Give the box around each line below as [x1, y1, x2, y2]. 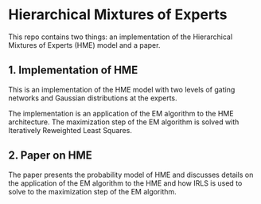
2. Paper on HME [8, 149, 93, 163]
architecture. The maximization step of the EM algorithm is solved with [8, 117, 240, 127]
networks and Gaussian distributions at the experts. [8, 93, 177, 103]
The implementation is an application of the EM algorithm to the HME [8, 108, 234, 118]
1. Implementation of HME [8, 64, 138, 77]
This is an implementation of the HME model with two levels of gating [8, 84, 236, 94]
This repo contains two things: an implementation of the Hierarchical [8, 32, 233, 41]
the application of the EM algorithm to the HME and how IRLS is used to [8, 178, 243, 188]
